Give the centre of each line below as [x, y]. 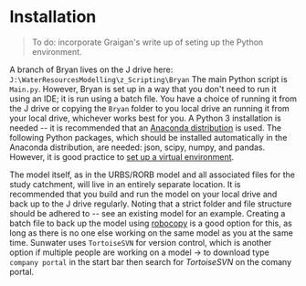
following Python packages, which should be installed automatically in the [148, 137]
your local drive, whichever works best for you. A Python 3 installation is [145, 118]
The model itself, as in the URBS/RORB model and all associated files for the [152, 175]
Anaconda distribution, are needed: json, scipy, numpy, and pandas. [137, 147]
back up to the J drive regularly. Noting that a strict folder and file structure [151, 204]
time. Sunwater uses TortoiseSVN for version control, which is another [141, 242]
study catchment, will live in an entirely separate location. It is [125, 184]
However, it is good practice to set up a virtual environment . [122, 156]
